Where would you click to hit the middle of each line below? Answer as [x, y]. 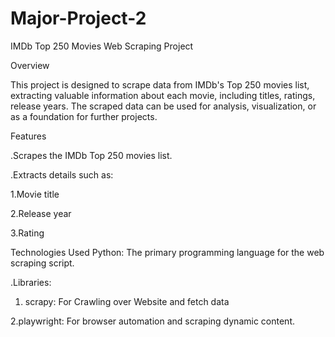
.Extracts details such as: [62, 174]
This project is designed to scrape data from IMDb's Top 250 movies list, [160, 84]
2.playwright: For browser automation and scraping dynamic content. [152, 321]
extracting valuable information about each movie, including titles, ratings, [163, 95]
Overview [30, 65]
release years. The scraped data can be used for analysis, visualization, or [163, 106]
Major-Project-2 [78, 18]
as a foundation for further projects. [84, 116]
